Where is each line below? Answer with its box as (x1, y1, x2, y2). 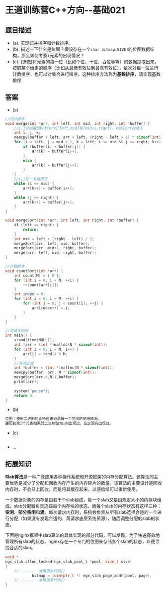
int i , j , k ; (14, 130, 41, 135)
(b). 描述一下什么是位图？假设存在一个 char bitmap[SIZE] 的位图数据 (12, 46, 151, 52)
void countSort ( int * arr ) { (5, 268, 64, 274)
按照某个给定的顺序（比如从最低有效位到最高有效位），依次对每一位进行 (12, 65, 159, 71)
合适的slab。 (9, 545, 36, 550)
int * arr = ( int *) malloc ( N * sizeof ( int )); (14, 342, 108, 347)
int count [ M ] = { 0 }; (14, 273, 61, 278)
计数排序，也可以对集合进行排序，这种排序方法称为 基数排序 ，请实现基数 (12, 71, 161, 77)
